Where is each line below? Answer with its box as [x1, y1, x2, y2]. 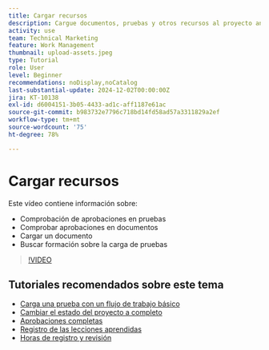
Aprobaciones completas [19, 316, 103, 326]
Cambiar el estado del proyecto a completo [19, 308, 163, 317]
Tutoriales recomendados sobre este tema [8, 277, 224, 292]
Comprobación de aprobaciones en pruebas [19, 213, 167, 224]
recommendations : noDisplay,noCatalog [8, 78, 138, 86]
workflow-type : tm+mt [8, 116, 81, 124]
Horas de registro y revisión [19, 333, 112, 343]
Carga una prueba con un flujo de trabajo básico [19, 299, 180, 308]
